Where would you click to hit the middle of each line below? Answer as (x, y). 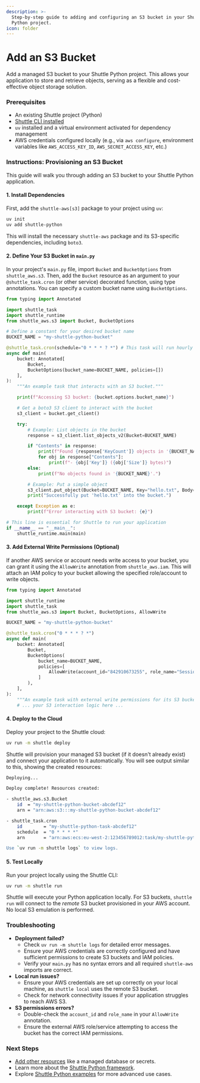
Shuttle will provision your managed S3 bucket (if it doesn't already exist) (96, 754)
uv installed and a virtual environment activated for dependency (93, 128)
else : (35, 468)
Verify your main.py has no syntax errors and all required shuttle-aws (108, 963)
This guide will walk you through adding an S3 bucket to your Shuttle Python (100, 175)
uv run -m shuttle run (34, 886)
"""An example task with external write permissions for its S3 (98, 699)
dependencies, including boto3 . (45, 242)
